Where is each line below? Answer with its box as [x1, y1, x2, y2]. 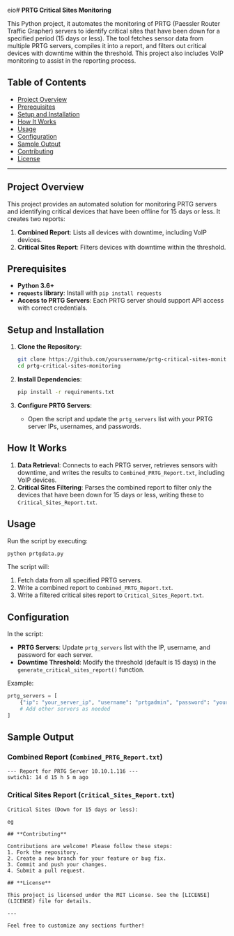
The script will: [7, 563, 50, 571]
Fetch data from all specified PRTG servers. [17, 576, 143, 584]
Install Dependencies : [17, 375, 82, 383]
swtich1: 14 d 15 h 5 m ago [7, 774, 89, 781]
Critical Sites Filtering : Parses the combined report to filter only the [17, 483, 212, 491]
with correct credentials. [17, 303, 88, 312]
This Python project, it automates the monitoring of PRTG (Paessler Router [7, 20, 221, 27]
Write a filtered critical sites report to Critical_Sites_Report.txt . [17, 591, 204, 599]
